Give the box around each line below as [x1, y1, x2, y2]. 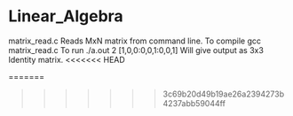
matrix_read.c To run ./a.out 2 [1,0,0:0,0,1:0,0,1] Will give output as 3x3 [8, 44, 264, 55]
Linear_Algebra [8, 6, 123, 27]
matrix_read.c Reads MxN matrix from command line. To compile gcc [8, 35, 261, 46]
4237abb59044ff [162, 97, 226, 108]
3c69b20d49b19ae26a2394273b [162, 89, 285, 99]
